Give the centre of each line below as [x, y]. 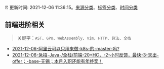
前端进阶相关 [25, 25]
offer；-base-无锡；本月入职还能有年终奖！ [57, 61]
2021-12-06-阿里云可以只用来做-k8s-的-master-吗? [66, 48]
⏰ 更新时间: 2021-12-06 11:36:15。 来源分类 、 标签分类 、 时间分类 [71, 7]
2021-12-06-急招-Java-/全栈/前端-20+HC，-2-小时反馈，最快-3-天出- [85, 55]
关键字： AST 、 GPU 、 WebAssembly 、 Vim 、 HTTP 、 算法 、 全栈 [74, 38]
